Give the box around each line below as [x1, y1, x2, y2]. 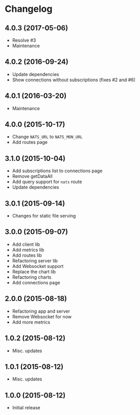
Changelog [5, 3, 53, 15]
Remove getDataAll [12, 173, 53, 179]
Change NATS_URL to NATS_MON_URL [12, 134, 83, 140]
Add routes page [12, 139, 48, 146]
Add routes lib [12, 252, 42, 258]
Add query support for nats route [12, 178, 82, 185]
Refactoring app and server [12, 308, 70, 314]
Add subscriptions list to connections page [12, 168, 103, 174]
